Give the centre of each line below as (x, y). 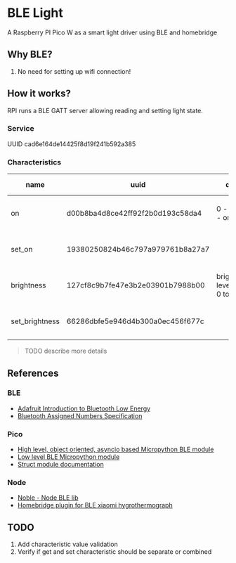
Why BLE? (30, 54)
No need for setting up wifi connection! (74, 71)
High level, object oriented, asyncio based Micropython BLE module (116, 449)
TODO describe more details (66, 351)
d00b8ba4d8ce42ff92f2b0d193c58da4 (134, 214)
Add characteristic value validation (67, 544)
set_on (22, 250)
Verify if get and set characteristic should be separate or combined (114, 552)
